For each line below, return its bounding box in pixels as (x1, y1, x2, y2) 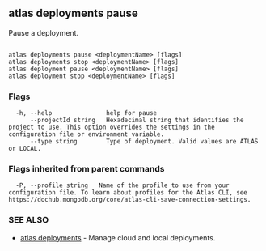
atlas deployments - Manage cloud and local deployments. (19, 232, 216, 242)
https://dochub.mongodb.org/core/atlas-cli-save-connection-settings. (8, 196, 251, 204)
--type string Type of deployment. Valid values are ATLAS (29, 138, 259, 146)
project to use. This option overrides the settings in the (8, 123, 216, 132)
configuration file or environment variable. (8, 130, 164, 138)
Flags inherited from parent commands (8, 164, 165, 175)
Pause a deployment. (8, 28, 79, 37)
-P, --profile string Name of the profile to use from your (15, 181, 230, 189)
